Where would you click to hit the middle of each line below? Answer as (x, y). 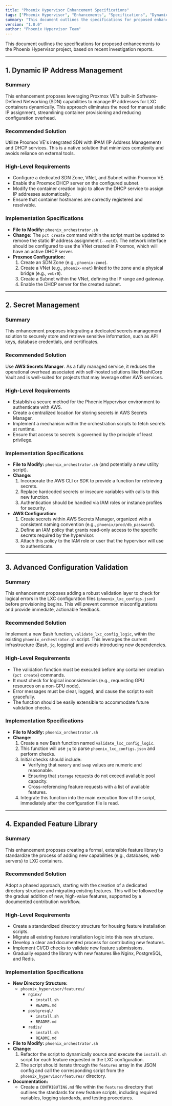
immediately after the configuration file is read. (70, 803)
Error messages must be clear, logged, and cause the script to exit (83, 691)
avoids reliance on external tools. (40, 153)
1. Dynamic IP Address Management (64, 70)
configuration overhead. (31, 118)
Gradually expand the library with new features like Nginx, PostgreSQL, (88, 953)
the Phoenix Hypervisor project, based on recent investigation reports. (80, 49)
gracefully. (24, 697)
